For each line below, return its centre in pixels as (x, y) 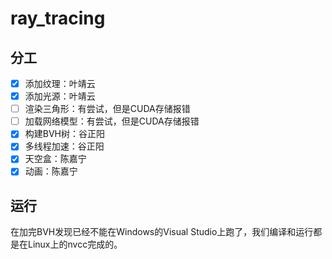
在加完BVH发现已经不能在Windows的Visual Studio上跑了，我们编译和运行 (162, 232)
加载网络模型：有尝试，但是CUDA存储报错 (112, 121)
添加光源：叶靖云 (60, 96)
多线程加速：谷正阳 (64, 146)
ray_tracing (58, 18)
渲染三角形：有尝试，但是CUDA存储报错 (107, 109)
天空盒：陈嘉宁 (55, 159)
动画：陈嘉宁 (51, 171)
